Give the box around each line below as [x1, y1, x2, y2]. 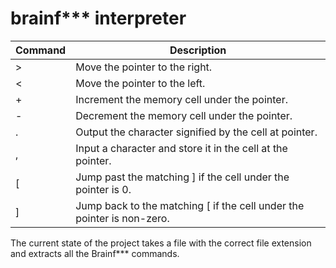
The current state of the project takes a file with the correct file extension [10, 237, 312, 249]
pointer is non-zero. [75, 211, 170, 225]
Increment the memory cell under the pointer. [75, 92, 288, 106]
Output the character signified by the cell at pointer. [75, 125, 318, 139]
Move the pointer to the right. [75, 60, 213, 74]
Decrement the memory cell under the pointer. [75, 108, 293, 122]
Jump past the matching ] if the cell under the [75, 170, 290, 184]
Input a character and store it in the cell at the [75, 141, 288, 155]
